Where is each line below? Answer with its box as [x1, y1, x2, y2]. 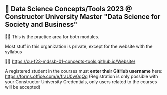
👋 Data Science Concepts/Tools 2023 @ [5, 5, 132, 13]
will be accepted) [5, 84, 41, 90]
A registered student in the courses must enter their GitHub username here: [5, 68, 163, 74]
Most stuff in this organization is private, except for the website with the [5, 43, 153, 49]
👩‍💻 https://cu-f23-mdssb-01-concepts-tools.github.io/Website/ [5, 58, 136, 64]
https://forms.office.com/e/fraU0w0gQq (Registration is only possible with [5, 73, 158, 79]
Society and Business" [5, 20, 78, 29]
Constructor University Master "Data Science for [5, 13, 161, 21]
